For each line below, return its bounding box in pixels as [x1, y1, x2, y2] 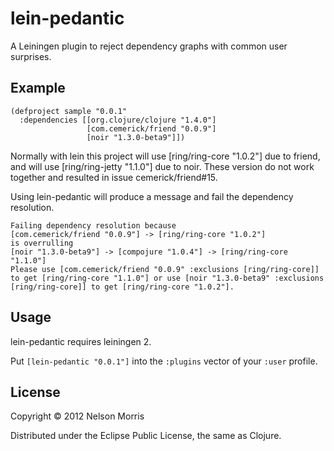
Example [10, 80, 66, 97]
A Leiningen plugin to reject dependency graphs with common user [10, 40, 288, 52]
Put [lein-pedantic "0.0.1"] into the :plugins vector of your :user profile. [10, 355, 318, 367]
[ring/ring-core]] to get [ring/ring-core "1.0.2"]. [10, 282, 235, 292]
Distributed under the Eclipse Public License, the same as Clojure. [10, 430, 282, 442]
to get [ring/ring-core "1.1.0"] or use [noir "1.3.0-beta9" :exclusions [10, 273, 325, 283]
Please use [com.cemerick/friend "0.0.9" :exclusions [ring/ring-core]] [10, 264, 320, 274]
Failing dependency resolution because [10, 220, 177, 231]
